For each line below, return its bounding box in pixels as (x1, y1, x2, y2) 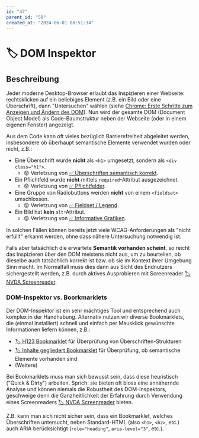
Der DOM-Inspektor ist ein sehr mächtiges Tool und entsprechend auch (6, 307, 181, 314)
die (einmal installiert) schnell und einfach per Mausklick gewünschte (6, 319, 175, 326)
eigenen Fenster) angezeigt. (6, 121, 75, 128)
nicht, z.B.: (6, 145, 33, 153)
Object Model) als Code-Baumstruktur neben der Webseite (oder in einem (6, 115, 187, 122)
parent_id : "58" (6, 14, 46, 20)
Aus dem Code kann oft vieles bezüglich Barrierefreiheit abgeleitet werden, (6, 133, 190, 140)
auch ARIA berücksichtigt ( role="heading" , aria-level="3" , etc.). (6, 425, 164, 432)
